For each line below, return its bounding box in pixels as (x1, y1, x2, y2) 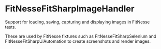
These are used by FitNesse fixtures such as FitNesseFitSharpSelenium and (5, 33, 157, 39)
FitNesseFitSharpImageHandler (5, 3, 134, 14)
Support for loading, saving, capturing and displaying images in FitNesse (5, 19, 150, 25)
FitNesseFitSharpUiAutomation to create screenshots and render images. (5, 38, 151, 44)
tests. (5, 24, 16, 29)
